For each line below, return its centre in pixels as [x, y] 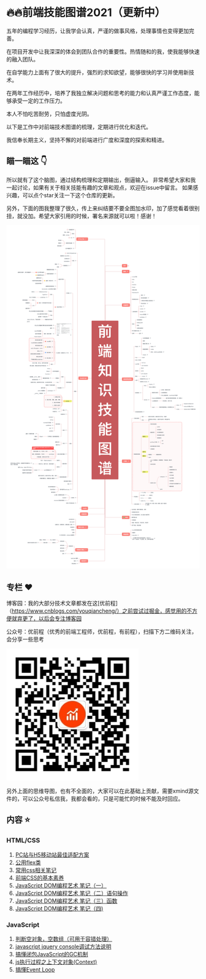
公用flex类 [28, 862]
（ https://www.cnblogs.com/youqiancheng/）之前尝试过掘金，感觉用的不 [99, 611]
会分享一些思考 [25, 639]
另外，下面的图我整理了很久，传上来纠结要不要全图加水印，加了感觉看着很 [100, 208]
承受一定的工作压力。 [38, 100]
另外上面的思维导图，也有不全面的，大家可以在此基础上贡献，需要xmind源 [100, 791]
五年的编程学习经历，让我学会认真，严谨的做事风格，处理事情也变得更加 [97, 31]
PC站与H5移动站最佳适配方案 [52, 854]
